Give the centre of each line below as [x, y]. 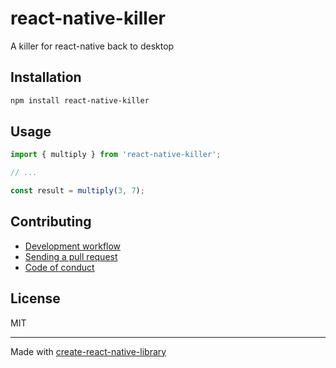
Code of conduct [59, 267]
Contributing [51, 222]
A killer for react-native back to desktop [92, 46]
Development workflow [73, 246]
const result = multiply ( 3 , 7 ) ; [77, 191]
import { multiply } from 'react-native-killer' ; [116, 155]
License [35, 298]
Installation [46, 77]
